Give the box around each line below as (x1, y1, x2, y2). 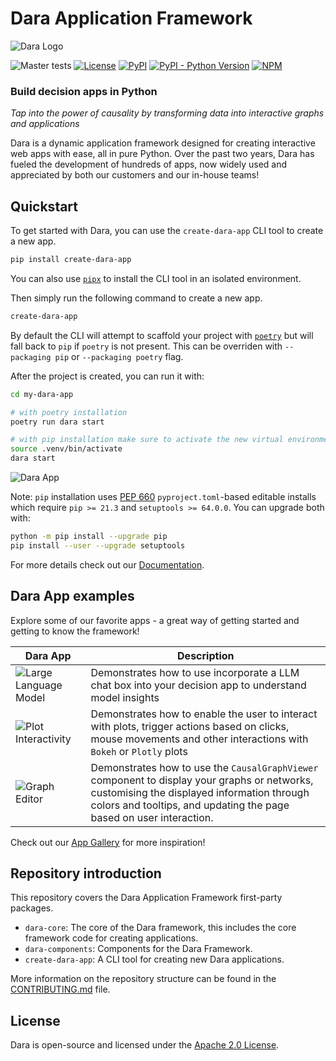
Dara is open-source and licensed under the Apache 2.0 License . (10, 1039, 280, 1051)
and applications (10, 118, 80, 130)
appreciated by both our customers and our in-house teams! (10, 169, 260, 181)
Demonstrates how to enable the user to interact (90, 707, 318, 721)
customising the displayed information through (90, 785, 310, 799)
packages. (10, 902, 54, 914)
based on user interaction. (90, 810, 214, 824)
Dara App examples (10, 588, 135, 605)
